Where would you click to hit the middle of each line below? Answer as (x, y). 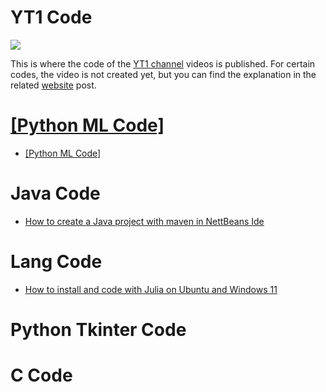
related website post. (53, 85)
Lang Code (56, 262)
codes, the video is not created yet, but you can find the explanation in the (163, 74)
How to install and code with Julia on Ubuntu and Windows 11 (151, 289)
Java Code (55, 193)
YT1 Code (51, 17)
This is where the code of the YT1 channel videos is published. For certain (163, 63)
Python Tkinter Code (98, 329)
